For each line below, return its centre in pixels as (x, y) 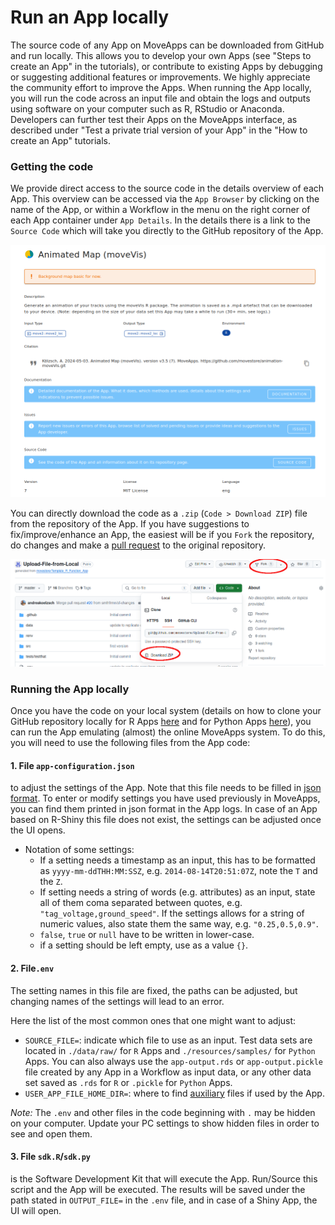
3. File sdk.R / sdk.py (50, 1157)
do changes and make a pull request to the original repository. (138, 545)
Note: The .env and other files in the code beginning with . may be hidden (163, 1112)
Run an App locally (90, 17)
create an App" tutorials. (61, 140)
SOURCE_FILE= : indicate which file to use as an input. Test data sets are (168, 1040)
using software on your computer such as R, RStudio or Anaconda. (147, 108)
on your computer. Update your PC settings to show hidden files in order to (165, 1123)
